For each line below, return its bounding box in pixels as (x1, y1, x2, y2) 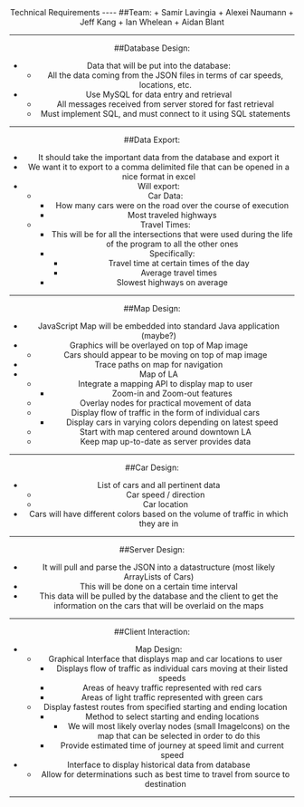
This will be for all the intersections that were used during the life (51, 229, 293, 239)
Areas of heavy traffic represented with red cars (82, 682, 262, 693)
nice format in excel (121, 171, 196, 182)
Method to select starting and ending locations (85, 711, 260, 722)
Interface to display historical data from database (67, 759, 251, 770)
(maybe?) (140, 331, 176, 341)
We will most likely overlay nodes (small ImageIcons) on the (67, 721, 290, 731)
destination (144, 779, 187, 789)
